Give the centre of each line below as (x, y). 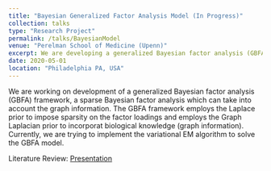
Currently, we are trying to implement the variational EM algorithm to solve (132, 134)
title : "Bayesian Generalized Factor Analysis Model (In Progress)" (126, 16)
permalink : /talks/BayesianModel (65, 38)
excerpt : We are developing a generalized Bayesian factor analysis (126, 53)
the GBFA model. (36, 143)
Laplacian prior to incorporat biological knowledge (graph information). (126, 125)
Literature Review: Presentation (60, 158)
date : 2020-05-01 (38, 61)
